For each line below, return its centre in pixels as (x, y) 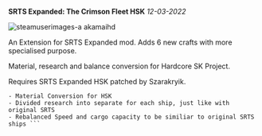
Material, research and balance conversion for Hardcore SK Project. (119, 66)
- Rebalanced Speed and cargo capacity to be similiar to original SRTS (131, 117)
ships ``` (25, 124)
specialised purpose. (43, 51)
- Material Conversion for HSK (60, 96)
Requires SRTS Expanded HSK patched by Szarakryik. (97, 82)
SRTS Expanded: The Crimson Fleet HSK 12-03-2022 (97, 12)
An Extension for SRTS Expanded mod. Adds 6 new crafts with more (120, 42)
